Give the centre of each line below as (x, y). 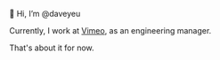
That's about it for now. (52, 48)
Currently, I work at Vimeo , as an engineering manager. (110, 30)
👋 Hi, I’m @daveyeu (45, 14)
